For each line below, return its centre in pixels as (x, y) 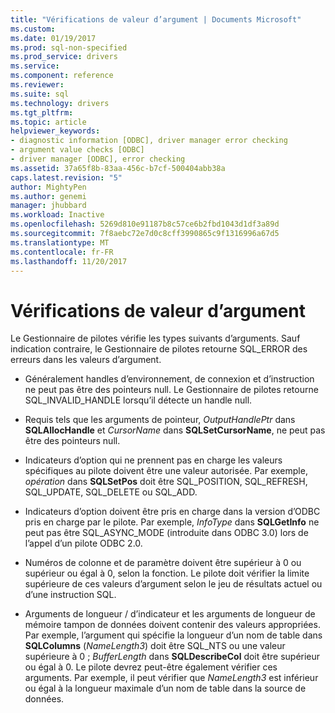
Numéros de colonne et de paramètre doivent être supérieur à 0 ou (163, 563)
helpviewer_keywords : (55, 131)
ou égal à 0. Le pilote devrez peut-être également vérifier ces (151, 667)
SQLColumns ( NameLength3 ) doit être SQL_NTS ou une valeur (155, 646)
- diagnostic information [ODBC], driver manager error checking (149, 141)
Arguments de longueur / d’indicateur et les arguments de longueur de (170, 614)
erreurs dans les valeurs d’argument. (86, 360)
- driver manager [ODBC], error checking (98, 159)
